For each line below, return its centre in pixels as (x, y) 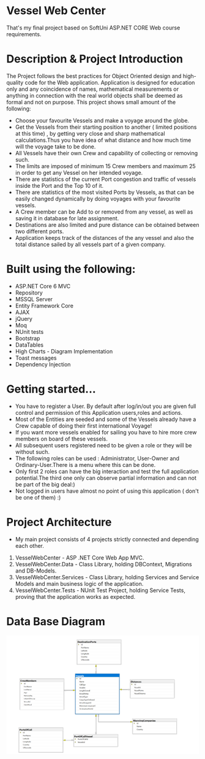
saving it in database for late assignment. (67, 218)
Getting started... (51, 389)
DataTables (29, 345)
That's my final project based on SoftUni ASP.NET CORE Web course (93, 28)
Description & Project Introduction (95, 59)
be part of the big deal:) (45, 484)
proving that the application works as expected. (75, 596)
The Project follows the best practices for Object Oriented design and (94, 76)
